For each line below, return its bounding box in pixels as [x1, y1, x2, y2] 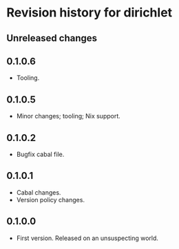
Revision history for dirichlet [6, 5, 173, 21]
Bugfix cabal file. [16, 150, 65, 159]
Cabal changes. [16, 188, 61, 197]
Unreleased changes [6, 32, 98, 44]
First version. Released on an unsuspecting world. [16, 234, 159, 242]
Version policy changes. [16, 195, 85, 204]
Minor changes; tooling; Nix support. [16, 112, 121, 120]
